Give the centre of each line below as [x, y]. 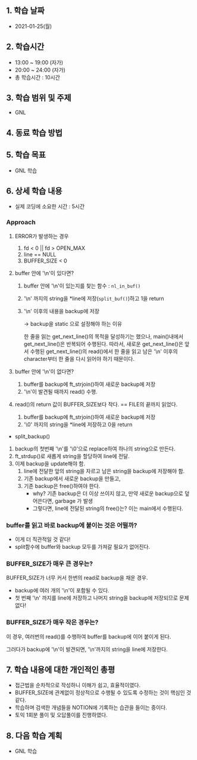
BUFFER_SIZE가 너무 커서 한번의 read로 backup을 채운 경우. [77, 578]
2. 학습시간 [25, 47]
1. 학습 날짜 [25, 11]
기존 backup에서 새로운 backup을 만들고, [72, 478]
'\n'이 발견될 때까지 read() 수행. [60, 391]
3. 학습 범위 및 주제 [39, 98]
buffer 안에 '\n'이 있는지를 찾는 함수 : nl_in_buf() [82, 286]
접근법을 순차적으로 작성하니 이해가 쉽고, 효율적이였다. [78, 685]
